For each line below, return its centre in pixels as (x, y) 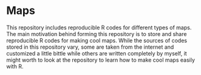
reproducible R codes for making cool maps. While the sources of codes (97, 40)
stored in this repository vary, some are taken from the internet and (90, 47)
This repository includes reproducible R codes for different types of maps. (99, 27)
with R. (15, 66)
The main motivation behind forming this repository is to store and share (97, 34)
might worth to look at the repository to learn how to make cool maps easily (101, 60)
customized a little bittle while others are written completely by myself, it (97, 53)
